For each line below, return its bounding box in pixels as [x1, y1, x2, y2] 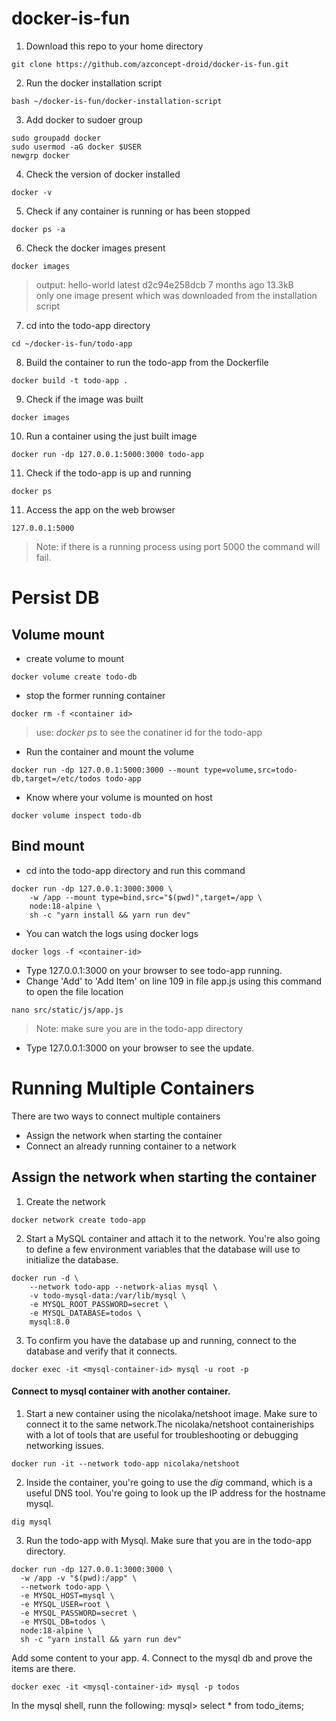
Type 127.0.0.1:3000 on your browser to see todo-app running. [25, 964, 283, 976]
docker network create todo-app [11, 1215, 146, 1225]
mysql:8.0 [29, 1317, 71, 1327]
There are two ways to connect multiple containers [11, 1110, 221, 1122]
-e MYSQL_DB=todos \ [20, 1617, 106, 1627]
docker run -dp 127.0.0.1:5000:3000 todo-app [11, 449, 204, 459]
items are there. [11, 1662, 76, 1674]
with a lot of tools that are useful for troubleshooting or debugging [25, 1428, 299, 1441]
